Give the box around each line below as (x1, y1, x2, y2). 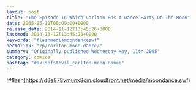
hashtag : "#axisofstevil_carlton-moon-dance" (6, 60, 124, 66)
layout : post (6, 9, 40, 15)
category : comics (6, 54, 51, 60)
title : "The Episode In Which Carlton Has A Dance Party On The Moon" (6, 15, 190, 21)
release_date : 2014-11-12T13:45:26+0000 (6, 26, 111, 32)
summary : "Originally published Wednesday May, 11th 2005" (6, 49, 160, 55)
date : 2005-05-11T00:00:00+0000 (6, 20, 89, 26)
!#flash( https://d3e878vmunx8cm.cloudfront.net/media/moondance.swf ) (6, 77, 191, 84)
